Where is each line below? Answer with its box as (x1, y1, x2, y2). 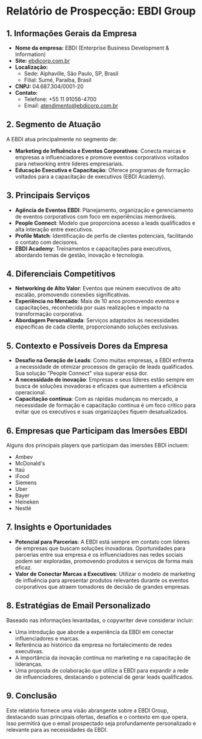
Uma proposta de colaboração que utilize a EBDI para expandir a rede (14, 667, 189, 674)
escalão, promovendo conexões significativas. (14, 291, 131, 298)
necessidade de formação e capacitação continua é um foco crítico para (14, 401, 196, 409)
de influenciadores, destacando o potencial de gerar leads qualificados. (14, 673, 194, 680)
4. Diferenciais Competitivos (6, 269, 116, 279)
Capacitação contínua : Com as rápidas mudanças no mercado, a (14, 395, 178, 403)
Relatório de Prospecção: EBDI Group (6, 4, 196, 18)
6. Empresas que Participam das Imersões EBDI (6, 426, 188, 436)
